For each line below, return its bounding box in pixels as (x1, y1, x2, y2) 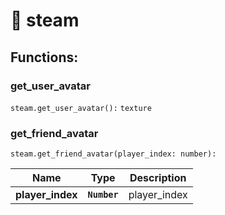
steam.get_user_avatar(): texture (10, 103, 152, 113)
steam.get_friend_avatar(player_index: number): (10, 149, 217, 159)
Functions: (10, 49, 79, 66)
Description (129, 171, 187, 185)
